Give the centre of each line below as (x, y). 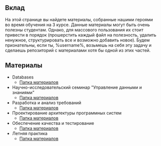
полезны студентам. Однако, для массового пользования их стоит (74, 30)
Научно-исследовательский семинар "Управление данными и (77, 87)
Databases (23, 77)
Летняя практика (30, 133)
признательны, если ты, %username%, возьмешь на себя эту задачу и (78, 45)
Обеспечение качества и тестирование (53, 123)
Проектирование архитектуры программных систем (67, 113)
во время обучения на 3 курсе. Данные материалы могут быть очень (78, 25)
